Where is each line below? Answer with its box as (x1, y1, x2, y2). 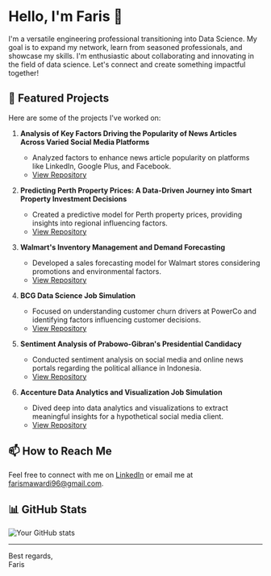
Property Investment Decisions (19, 193, 127, 204)
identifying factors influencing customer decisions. (31, 314, 202, 325)
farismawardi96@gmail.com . (8, 479, 104, 488)
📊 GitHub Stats (8, 503, 87, 516)
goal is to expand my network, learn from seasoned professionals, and (8, 42, 243, 52)
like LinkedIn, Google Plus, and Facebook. (31, 161, 172, 171)
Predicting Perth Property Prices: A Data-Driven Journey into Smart (19, 185, 252, 195)
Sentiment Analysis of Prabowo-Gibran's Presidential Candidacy (19, 338, 242, 349)
